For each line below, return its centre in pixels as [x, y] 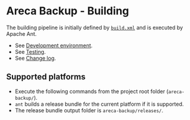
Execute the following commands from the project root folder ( [91, 91]
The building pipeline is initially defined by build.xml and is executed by [95, 27]
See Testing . [30, 51]
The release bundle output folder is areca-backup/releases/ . [89, 110]
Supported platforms [46, 77]
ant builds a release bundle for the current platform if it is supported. [99, 104]
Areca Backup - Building [68, 11]
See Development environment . [53, 45]
